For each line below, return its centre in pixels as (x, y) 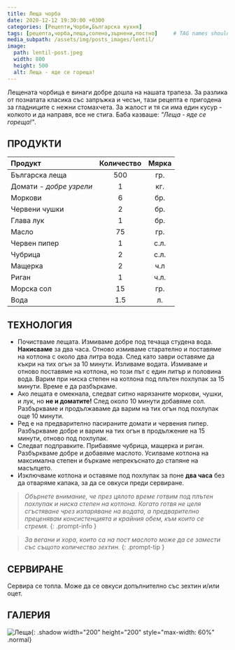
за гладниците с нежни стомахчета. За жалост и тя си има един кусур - (115, 107)
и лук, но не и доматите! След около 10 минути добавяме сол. (112, 401)
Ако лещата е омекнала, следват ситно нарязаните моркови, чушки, (120, 394)
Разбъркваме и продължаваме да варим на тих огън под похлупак (118, 409)
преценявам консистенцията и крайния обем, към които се (114, 519)
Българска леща (39, 175)
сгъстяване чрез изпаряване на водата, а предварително (112, 512)
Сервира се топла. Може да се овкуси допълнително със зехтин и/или (113, 586)
